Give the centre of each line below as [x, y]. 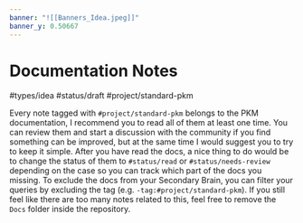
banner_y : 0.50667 [44, 26]
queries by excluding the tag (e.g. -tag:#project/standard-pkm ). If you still [147, 190]
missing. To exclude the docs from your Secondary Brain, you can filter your [151, 181]
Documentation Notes [94, 71]
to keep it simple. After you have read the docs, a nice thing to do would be [149, 152]
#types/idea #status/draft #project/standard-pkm [102, 96]
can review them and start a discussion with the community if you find [140, 133]
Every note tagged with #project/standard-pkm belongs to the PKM [134, 113]
